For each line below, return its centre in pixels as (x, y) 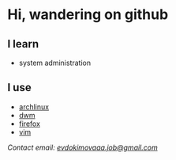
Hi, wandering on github (88, 15)
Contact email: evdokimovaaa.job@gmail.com (83, 147)
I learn (23, 44)
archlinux (34, 107)
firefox (30, 124)
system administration (55, 63)
